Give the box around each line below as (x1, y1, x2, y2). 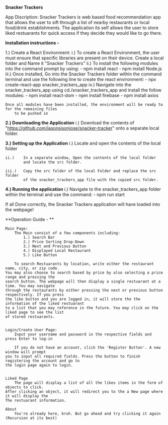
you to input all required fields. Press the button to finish (5, 354, 141, 359)
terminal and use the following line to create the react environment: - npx (5, 77, 156, 82)
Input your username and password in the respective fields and (14, 332, 152, 337)
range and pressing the (5, 274, 55, 279)
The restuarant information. (5, 398, 66, 403)
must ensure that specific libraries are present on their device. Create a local (5, 55, 164, 61)
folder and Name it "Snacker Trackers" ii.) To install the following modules (5, 60, 158, 66)
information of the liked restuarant (5, 301, 85, 306)
